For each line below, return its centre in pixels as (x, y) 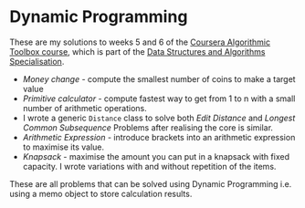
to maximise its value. (63, 147)
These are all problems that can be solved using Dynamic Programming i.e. (151, 183)
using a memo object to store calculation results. (101, 193)
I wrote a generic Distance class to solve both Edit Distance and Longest (159, 118)
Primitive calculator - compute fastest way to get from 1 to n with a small (159, 99)
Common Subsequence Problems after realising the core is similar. (148, 127)
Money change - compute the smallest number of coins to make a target (159, 78)
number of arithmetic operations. (85, 108)
